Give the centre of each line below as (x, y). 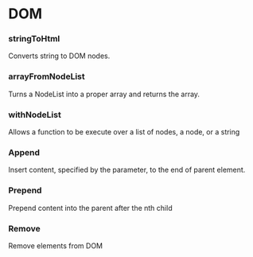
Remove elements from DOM (56, 245)
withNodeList (35, 115)
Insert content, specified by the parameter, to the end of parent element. (127, 170)
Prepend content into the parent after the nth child (90, 208)
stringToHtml (34, 39)
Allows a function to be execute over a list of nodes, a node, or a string (124, 132)
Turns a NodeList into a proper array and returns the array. (104, 94)
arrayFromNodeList (47, 76)
